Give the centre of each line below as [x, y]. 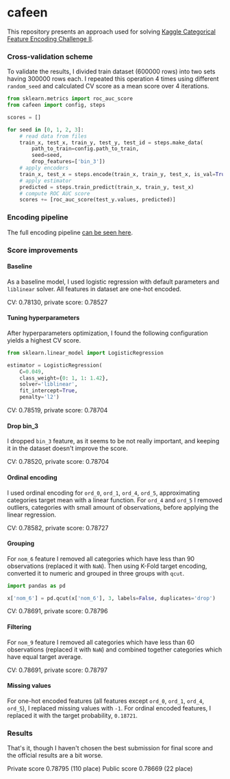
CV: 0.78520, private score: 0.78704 [58, 462]
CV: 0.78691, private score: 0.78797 [57, 670]
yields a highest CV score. [44, 340]
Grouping [21, 543]
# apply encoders [44, 168]
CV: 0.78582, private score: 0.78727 [58, 528]
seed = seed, [47, 156]
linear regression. [32, 515]
